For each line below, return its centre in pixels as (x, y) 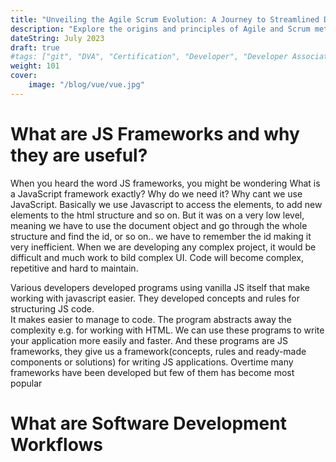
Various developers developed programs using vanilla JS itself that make (160, 287)
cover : (24, 76)
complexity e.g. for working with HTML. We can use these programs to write (167, 330)
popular (26, 383)
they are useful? (79, 155)
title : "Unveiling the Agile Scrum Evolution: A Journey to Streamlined (165, 19)
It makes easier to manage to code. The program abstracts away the (151, 319)
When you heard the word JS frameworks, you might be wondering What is (165, 183)
